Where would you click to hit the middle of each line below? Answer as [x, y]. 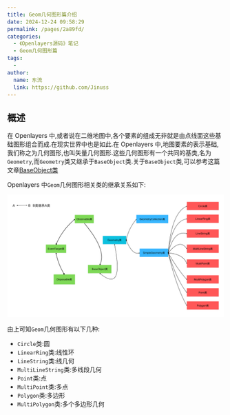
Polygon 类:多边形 [41, 395]
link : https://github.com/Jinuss [61, 87]
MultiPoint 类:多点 [43, 387]
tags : [15, 59]
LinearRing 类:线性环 [45, 352]
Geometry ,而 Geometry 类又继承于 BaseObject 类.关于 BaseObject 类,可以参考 [107, 161]
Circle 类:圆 [33, 343]
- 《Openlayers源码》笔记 [46, 44]
